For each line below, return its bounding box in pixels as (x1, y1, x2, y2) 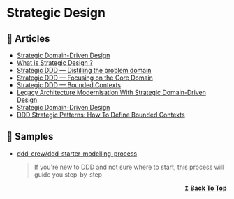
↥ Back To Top (184, 184, 227, 192)
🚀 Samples (6, 131, 54, 142)
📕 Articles (6, 33, 50, 45)
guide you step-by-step (34, 170, 103, 179)
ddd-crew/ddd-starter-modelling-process (16, 149, 138, 158)
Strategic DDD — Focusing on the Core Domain (16, 73, 153, 82)
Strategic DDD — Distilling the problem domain (16, 66, 152, 74)
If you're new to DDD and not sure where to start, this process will (34, 163, 224, 171)
